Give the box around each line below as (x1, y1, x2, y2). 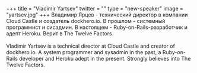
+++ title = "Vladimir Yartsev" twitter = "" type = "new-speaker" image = (6, 5, 184, 12)
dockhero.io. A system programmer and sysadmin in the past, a (6, 49, 161, 55)
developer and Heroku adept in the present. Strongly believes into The (18, 55, 191, 62)
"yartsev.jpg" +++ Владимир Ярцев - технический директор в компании (6, 11, 188, 18)
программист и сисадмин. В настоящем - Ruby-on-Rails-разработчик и (6, 24, 188, 31)
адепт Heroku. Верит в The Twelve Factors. (6, 30, 114, 37)
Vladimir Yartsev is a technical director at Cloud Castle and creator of (6, 42, 175, 49)
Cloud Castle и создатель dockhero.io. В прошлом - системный (6, 18, 166, 24)
